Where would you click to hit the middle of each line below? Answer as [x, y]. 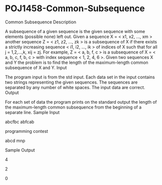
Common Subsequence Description [41, 22]
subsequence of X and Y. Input [36, 67]
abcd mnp [15, 140]
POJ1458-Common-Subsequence [75, 9]
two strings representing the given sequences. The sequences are [71, 82]
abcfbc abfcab [20, 122]
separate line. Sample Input [32, 112]
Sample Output [20, 150]
